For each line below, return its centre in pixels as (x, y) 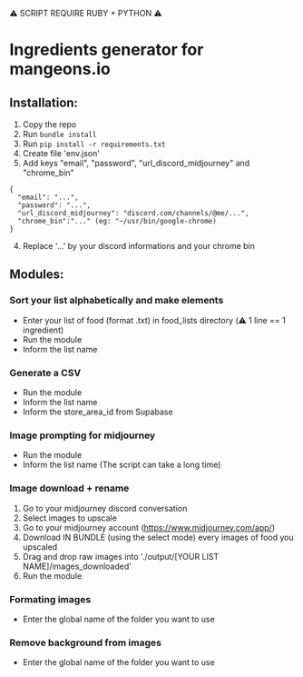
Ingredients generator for (107, 50)
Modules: (37, 275)
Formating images (50, 599)
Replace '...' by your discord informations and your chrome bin (139, 246)
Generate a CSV (45, 373)
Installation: (44, 102)
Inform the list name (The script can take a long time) (122, 465)
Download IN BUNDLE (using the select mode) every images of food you (158, 537)
